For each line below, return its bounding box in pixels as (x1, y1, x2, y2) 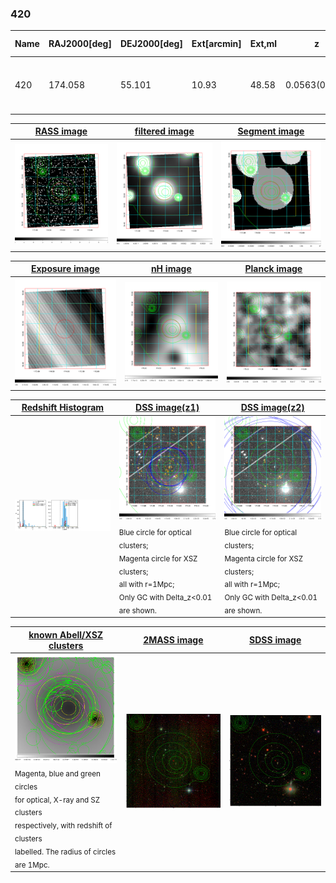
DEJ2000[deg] (119, 38, 183, 50)
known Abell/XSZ (28, 628, 104, 641)
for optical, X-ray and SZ (14, 795, 101, 805)
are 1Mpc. (14, 860, 50, 870)
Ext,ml (249, 38, 278, 50)
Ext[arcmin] (191, 38, 242, 50)
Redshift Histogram (21, 402, 105, 414)
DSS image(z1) (135, 402, 200, 414)
